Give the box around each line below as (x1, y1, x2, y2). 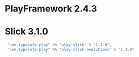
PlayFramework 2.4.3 (5, 3, 97, 14)
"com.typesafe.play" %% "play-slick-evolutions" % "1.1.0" (7, 47, 135, 52)
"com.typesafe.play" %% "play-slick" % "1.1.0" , (7, 42, 112, 47)
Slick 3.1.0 (5, 26, 49, 37)
